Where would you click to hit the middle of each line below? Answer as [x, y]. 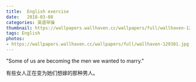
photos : [15, 39]
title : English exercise [37, 11]
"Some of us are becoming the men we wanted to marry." [75, 61]
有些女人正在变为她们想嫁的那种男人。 [52, 73]
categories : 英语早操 [31, 22]
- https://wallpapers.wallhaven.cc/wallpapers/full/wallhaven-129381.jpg [98, 45]
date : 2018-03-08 [30, 17]
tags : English [23, 33]
